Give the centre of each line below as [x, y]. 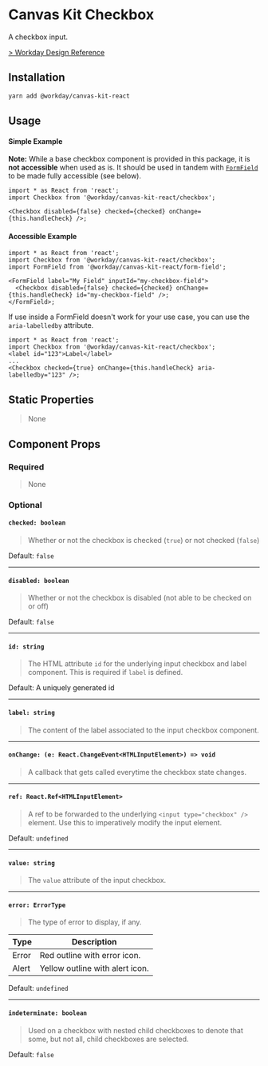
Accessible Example [43, 236]
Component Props [55, 444]
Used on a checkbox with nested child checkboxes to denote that [135, 1030]
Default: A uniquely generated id [61, 688]
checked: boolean [37, 523]
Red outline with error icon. [90, 956]
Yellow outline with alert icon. [94, 968]
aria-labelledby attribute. [51, 325]
